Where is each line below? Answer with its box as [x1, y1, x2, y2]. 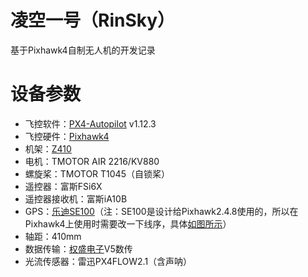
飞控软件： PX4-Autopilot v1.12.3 [24, 117, 157, 130]
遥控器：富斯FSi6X [24, 180, 103, 192]
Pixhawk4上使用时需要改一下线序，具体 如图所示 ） [24, 217, 232, 230]
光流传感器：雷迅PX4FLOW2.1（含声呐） [24, 255, 193, 267]
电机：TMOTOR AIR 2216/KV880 [24, 155, 160, 167]
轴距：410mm [24, 230, 82, 242]
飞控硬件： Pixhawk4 [24, 130, 110, 142]
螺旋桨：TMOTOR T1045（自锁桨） [24, 167, 170, 180]
